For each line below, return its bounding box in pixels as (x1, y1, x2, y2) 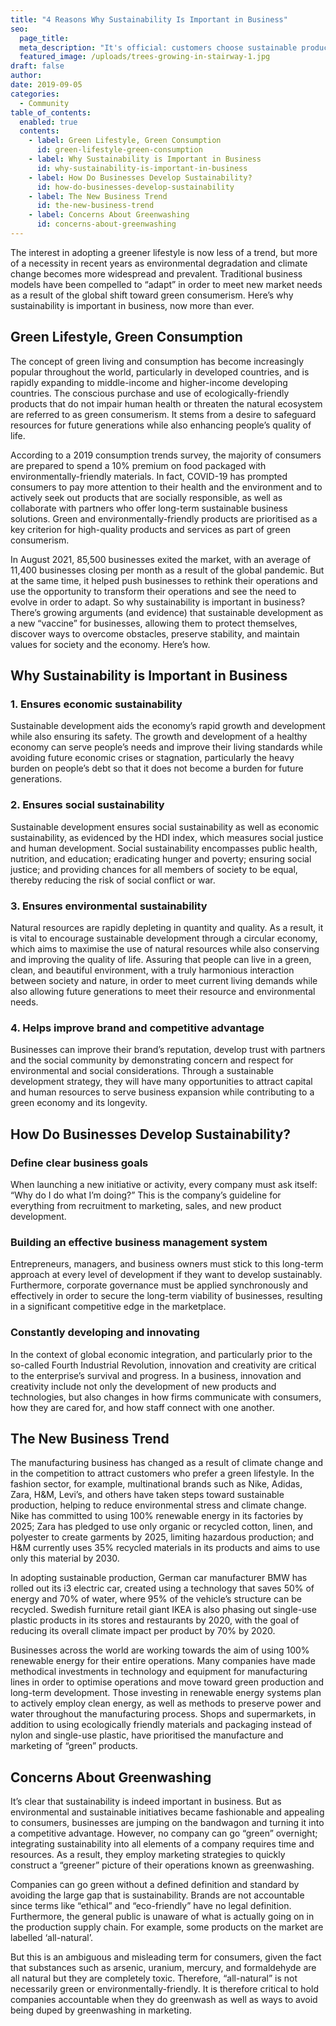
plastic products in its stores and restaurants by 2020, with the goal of (10, 1614, 300, 1626)
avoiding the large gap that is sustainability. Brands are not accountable (10, 1889, 305, 1901)
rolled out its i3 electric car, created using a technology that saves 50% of (10, 1582, 315, 1595)
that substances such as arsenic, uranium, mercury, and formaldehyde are (10, 1962, 317, 1974)
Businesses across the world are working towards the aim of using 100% (10, 1644, 310, 1656)
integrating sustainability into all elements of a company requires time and (10, 1838, 315, 1850)
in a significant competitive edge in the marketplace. (10, 1301, 227, 1313)
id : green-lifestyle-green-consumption (36, 145, 203, 155)
